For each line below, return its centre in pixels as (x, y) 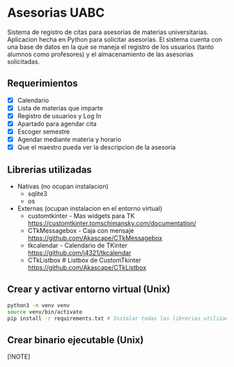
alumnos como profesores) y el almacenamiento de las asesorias (100, 54)
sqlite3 (37, 194)
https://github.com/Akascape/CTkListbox (87, 268)
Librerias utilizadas (49, 169)
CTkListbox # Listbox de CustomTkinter (84, 260)
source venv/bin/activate (45, 312)
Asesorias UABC (56, 13)
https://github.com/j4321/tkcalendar (79, 253)
